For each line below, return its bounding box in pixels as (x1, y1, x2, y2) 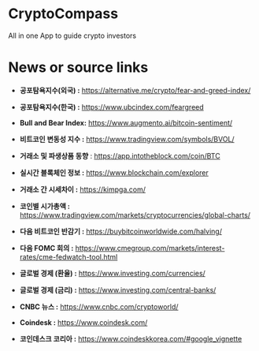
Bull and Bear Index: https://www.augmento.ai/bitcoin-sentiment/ (19, 118, 233, 127)
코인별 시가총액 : (19, 201, 71, 211)
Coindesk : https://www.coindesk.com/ (19, 317, 148, 327)
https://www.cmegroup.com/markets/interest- (75, 243, 225, 252)
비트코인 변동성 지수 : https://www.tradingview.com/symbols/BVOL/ (19, 134, 235, 144)
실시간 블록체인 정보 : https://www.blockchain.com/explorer (19, 167, 209, 177)
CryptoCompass (8, 5, 119, 23)
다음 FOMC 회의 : (19, 243, 74, 252)
